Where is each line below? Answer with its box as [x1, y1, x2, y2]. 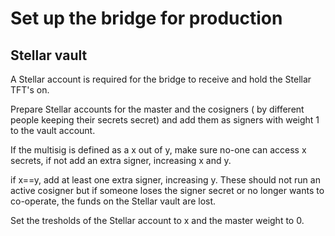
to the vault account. [10, 125, 96, 136]
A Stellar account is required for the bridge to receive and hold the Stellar [10, 73, 312, 85]
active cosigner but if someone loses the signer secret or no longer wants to [10, 185, 325, 196]
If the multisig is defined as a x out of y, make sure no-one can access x [10, 144, 307, 156]
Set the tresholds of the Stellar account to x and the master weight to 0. [10, 215, 305, 226]
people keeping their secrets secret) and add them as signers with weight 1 [10, 114, 320, 126]
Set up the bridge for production [10, 7, 283, 30]
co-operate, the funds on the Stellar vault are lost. [10, 195, 217, 207]
